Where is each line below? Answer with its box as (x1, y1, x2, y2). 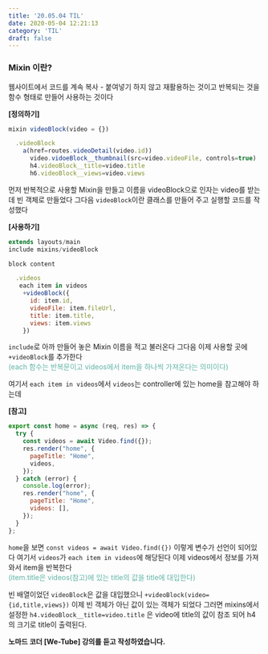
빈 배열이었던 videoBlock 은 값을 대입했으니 (8, 589, 143, 599)
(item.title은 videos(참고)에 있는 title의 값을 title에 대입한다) (8, 572, 196, 582)
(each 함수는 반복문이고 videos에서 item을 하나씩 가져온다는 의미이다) (8, 362, 229, 372)
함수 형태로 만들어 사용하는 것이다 (8, 91, 114, 101)
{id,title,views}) (8, 601, 70, 609)
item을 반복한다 (22, 563, 72, 572)
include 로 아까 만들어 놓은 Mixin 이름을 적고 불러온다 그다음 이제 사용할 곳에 (8, 342, 248, 351)
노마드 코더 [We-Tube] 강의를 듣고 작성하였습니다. (8, 636, 166, 646)
